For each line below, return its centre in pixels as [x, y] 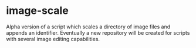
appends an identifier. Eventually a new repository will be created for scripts [98, 32]
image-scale [37, 11]
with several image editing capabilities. [53, 39]
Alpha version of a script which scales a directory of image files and [88, 27]
